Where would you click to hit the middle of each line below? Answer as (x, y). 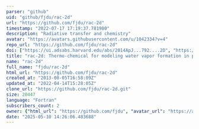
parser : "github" (28, 12)
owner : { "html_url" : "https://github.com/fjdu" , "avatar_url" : (86, 111)
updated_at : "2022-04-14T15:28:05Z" (51, 84)
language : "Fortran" (32, 100)
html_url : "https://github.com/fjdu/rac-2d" (62, 73)
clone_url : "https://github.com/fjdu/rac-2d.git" (69, 89)
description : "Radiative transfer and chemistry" (69, 34)
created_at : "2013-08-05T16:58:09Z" (51, 78)
